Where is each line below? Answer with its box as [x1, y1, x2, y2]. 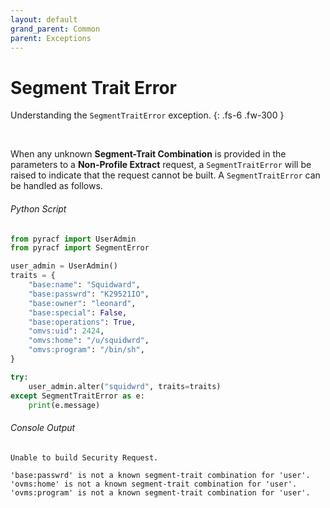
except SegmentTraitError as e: [10, 391, 145, 401]
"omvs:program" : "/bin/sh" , [28, 345, 145, 355]
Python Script [10, 202, 67, 215]
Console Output [10, 421, 76, 433]
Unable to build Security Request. [10, 452, 159, 463]
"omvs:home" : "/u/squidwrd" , [28, 336, 150, 346]
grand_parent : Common [10, 24, 101, 34]
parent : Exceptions [10, 33, 92, 43]
